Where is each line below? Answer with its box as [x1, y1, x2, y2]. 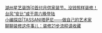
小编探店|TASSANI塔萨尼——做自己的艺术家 [5, 17, 92, 22]
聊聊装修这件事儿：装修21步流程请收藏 [5, 23, 81, 29]
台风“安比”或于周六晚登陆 [5, 11, 55, 16]
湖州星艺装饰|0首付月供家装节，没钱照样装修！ [5, 5, 98, 10]
